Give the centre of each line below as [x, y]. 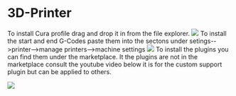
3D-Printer [40, 13]
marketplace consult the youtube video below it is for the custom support [115, 64]
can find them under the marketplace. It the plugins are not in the [102, 56]
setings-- [203, 41]
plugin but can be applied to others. [60, 71]
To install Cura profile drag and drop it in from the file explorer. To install [117, 33]
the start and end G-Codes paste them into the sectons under [98, 41]
